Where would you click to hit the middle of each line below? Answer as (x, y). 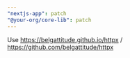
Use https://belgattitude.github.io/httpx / (65, 39)
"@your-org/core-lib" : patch (49, 20)
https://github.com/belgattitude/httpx (60, 47)
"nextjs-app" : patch (37, 13)
